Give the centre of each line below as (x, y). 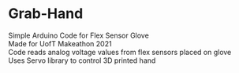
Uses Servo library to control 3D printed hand (82, 60)
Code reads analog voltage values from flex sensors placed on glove (120, 52)
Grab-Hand (46, 14)
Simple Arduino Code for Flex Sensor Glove (79, 35)
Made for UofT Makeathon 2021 (60, 43)
